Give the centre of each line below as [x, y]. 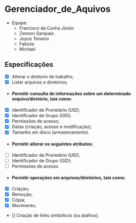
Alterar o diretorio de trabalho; [43, 76]
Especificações [29, 65]
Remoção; [22, 194]
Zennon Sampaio [37, 33]
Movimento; [24, 206]
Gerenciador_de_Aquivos [58, 9]
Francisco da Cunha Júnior [47, 28]
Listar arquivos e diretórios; [40, 82]
